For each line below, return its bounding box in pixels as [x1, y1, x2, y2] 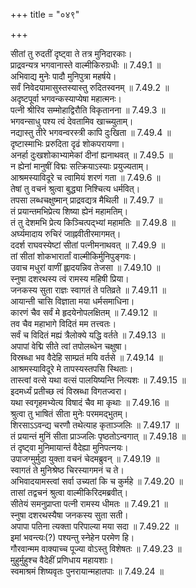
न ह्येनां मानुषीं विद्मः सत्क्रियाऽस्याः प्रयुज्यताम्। [10, 160, 150, 172]
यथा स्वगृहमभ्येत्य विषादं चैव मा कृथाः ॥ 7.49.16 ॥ [10, 397, 169, 408]
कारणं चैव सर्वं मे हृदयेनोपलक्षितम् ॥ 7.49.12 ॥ [10, 307, 158, 318]
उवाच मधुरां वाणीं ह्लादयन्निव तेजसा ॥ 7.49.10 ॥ [10, 262, 161, 273]
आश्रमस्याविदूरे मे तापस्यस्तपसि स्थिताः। [10, 363, 134, 374]
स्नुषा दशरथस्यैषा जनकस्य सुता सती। [10, 509, 129, 521]
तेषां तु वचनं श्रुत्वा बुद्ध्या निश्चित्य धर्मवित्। [10, 183, 141, 194]
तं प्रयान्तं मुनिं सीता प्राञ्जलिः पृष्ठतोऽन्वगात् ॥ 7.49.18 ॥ [10, 430, 187, 442]
